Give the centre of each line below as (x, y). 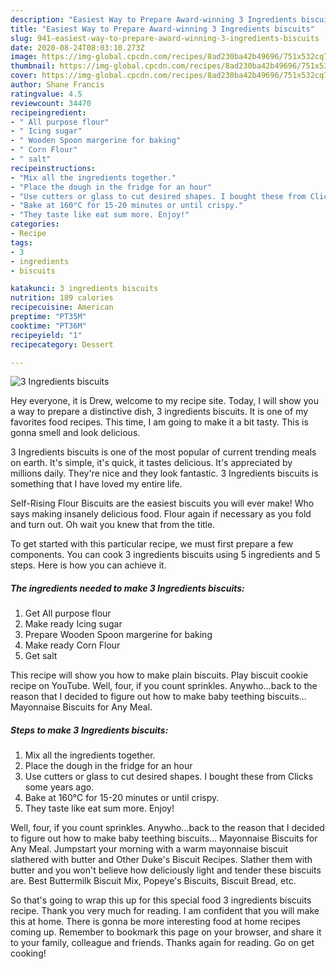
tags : (21, 242)
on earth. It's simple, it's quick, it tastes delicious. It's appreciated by (151, 463)
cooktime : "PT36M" (48, 326)
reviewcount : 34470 (51, 103)
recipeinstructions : (53, 168)
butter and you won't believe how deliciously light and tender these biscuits (166, 870)
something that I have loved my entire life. (96, 484)
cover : (24, 76)
